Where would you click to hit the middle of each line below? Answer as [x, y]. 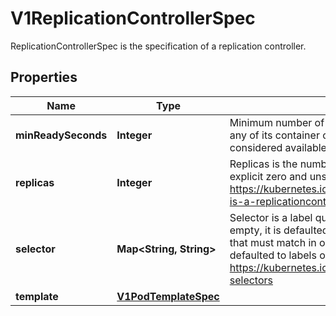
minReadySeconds [61, 135]
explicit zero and [268, 176]
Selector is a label [271, 217]
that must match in [273, 242]
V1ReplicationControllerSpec [133, 18]
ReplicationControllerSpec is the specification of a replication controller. [158, 46]
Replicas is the [263, 164]
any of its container [274, 135]
